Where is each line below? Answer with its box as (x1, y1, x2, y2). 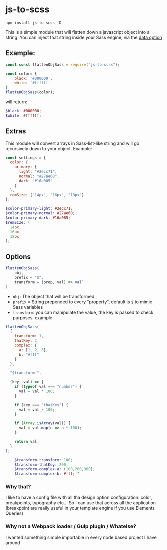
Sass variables (12, 304, 43, 310)
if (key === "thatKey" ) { (14, 402, 69, 407)
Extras (5, 127, 26, 136)
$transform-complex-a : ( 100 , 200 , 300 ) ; (14, 467, 95, 472)
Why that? (5, 483, 31, 490)
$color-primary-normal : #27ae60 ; (5, 211, 75, 216)
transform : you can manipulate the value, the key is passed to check (12, 309, 154, 315)
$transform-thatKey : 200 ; (14, 462, 69, 467)
